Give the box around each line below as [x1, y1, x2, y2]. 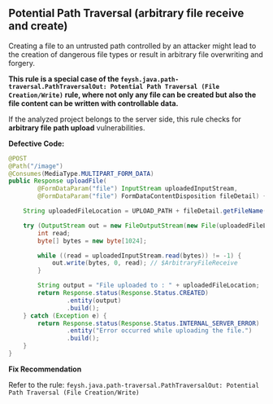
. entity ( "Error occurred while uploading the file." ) [66, 327, 253, 335]
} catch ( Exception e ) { [23, 311, 107, 320]
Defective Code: [8, 138, 65, 148]
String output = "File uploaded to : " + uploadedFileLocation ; [37, 281, 260, 290]
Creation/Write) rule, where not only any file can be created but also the [8, 90, 257, 99]
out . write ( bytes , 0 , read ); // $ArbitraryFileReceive [51, 259, 238, 267]
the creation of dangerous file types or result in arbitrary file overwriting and [8, 49, 264, 59]
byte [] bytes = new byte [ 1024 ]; [37, 236, 148, 245]
